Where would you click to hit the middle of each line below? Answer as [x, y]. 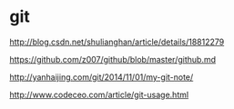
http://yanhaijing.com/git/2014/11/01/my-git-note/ [102, 77]
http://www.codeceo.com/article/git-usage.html [99, 94]
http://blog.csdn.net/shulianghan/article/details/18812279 [117, 42]
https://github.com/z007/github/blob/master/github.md [113, 59]
